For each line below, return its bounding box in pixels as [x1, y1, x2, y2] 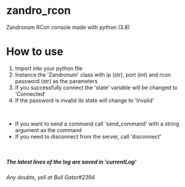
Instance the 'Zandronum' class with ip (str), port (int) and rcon [14, 71, 171, 78]
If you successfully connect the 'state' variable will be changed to [14, 84, 178, 91]
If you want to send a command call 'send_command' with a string [14, 120, 179, 127]
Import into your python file [14, 65, 83, 72]
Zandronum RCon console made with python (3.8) [6, 24, 130, 31]
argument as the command [14, 126, 82, 133]
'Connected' [14, 90, 46, 97]
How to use [6, 45, 64, 59]
